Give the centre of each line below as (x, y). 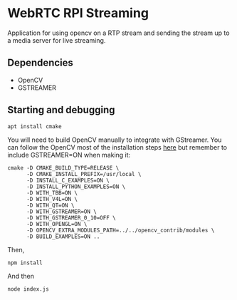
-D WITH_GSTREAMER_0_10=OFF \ (71, 218)
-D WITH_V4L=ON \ (52, 199)
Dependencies (40, 63)
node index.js (28, 289)
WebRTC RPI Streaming (78, 13)
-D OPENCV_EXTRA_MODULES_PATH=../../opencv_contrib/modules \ (120, 230)
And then (21, 276)
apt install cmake (35, 126)
